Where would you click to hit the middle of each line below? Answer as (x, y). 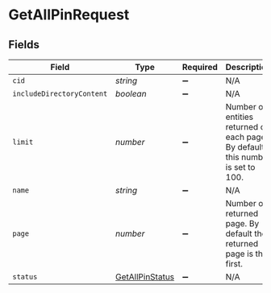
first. (234, 264)
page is (240, 254)
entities (240, 117)
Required (200, 67)
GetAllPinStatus (145, 277)
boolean (131, 94)
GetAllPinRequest (69, 15)
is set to (240, 167)
